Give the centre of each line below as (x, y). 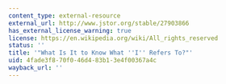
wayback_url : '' (36, 68)
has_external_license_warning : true (70, 30)
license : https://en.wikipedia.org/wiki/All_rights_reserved (113, 38)
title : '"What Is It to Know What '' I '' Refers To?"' (101, 53)
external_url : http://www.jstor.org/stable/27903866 (99, 23)
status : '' (27, 46)
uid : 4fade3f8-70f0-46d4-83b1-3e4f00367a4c (83, 61)
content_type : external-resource (65, 16)
